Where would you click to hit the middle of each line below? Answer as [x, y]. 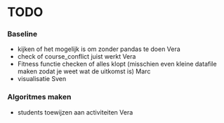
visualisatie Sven [42, 79]
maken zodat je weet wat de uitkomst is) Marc [84, 71]
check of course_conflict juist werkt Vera [77, 57]
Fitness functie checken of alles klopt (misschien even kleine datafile [117, 64]
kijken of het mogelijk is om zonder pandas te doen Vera [99, 49]
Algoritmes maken [39, 97]
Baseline [22, 34]
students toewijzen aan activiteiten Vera [75, 112]
